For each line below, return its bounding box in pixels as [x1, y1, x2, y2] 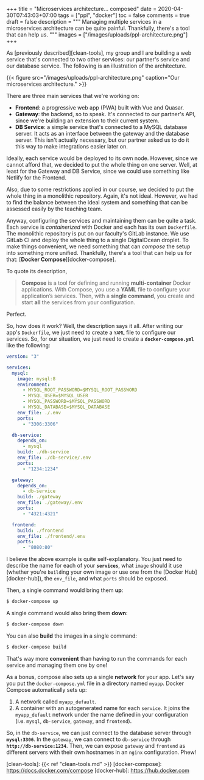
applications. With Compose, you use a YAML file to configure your [21, 286, 191, 293]
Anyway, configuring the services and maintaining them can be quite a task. [6, 217, 197, 224]
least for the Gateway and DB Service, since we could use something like [6, 167, 190, 175]
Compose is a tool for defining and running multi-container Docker [21, 279, 191, 287]
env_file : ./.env [17, 409, 62, 416]
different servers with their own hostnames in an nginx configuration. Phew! [6, 748, 197, 756]
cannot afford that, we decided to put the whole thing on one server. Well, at [6, 161, 198, 168]
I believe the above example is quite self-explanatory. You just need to [6, 555, 182, 563]
